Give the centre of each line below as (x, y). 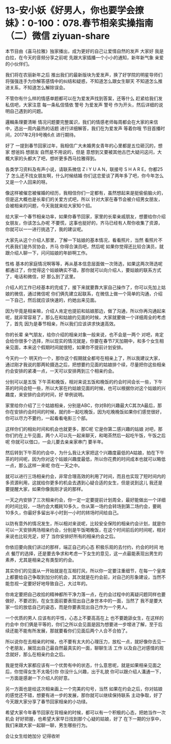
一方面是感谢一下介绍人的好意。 (39, 678)
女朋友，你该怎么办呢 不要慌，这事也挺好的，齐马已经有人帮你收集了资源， (84, 223)
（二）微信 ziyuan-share (58, 36)
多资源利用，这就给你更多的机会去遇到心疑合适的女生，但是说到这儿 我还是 (84, 483)
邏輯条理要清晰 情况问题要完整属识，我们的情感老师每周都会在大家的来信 (82, 122)
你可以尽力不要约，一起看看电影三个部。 (48, 418)
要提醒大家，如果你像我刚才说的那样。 (45, 489)
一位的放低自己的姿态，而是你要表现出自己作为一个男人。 (70, 607)
